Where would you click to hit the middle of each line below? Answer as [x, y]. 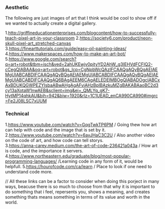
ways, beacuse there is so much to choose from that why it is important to [80, 186]
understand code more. [29, 172]
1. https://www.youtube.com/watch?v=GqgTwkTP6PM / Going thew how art [81, 124]
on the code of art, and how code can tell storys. [55, 140]
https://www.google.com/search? [43, 59]
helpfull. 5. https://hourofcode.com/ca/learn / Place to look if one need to [79, 166]
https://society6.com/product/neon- [116, 38]
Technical [17, 114]
